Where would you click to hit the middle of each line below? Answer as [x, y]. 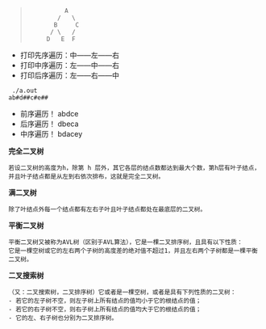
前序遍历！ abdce [49, 114]
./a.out [25, 91]
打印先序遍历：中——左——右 [69, 55]
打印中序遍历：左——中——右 [69, 65]
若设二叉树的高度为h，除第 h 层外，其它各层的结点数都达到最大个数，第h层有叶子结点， [134, 168]
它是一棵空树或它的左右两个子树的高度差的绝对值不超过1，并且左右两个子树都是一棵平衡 [133, 251]
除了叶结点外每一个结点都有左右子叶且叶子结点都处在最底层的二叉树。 [108, 209]
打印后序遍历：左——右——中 [69, 75]
